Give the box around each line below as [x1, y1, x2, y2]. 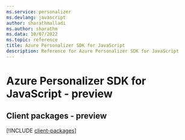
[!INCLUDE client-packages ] [6, 127, 77, 134]
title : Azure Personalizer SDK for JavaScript [6, 43, 125, 49]
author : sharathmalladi [6, 20, 66, 26]
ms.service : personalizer [6, 8, 71, 15]
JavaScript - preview [6, 87, 113, 100]
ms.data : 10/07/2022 [6, 31, 58, 37]
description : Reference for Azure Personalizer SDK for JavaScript [6, 48, 180, 54]
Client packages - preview [6, 111, 107, 121]
